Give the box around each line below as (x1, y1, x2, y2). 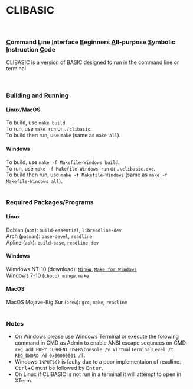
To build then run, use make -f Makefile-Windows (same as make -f (6, 171, 168, 178)
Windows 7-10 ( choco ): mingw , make (6, 272, 90, 279)
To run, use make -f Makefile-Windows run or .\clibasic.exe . (6, 165, 156, 172)
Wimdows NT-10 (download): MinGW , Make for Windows (6, 265, 137, 272)
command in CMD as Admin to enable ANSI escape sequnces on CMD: (14, 339, 188, 346)
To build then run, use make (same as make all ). (6, 131, 121, 139)
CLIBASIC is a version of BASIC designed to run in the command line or (6, 59, 179, 66)
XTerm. (14, 377, 32, 384)
